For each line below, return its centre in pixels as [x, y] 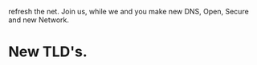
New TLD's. [48, 52]
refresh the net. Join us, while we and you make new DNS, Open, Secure [128, 11]
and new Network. [39, 20]
